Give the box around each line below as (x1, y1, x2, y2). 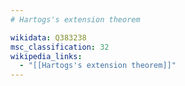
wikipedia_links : (10, 51, 83, 61)
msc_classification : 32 (10, 42, 110, 52)
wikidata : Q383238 (10, 32, 87, 43)
